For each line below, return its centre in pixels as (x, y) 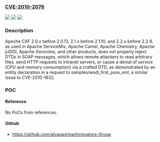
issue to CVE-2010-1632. (30, 77)
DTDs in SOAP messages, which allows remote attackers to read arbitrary (79, 56)
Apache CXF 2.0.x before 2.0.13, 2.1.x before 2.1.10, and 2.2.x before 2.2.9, (79, 41)
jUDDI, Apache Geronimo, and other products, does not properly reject (76, 52)
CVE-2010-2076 (25, 7)
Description (19, 31)
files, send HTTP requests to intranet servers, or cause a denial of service (79, 62)
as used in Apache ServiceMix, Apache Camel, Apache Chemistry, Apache (80, 46)
